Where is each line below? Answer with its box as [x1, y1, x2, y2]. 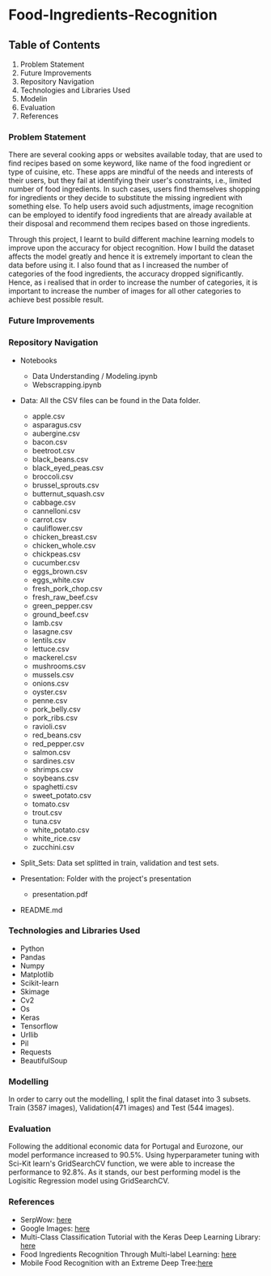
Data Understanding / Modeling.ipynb [32, 371, 158, 380]
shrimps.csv [32, 764, 74, 774]
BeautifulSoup [19, 1055, 68, 1065]
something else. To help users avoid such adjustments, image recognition [8, 201, 254, 212]
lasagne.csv [32, 626, 73, 636]
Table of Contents [8, 38, 101, 52]
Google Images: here [19, 1223, 91, 1233]
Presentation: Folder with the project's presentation [19, 874, 192, 883]
